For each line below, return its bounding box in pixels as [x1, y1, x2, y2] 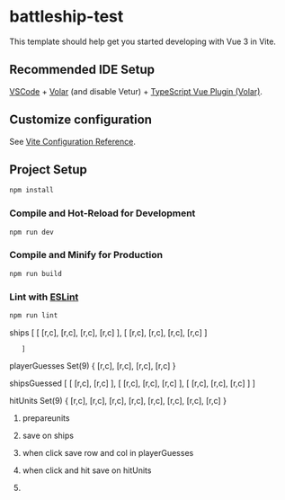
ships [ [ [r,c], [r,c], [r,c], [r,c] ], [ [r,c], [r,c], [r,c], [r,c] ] [9, 326, 208, 338]
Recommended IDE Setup [9, 62, 156, 77]
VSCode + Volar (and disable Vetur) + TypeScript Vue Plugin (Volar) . [9, 85, 263, 96]
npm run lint [9, 310, 58, 320]
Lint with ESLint [9, 290, 79, 303]
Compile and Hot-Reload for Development [9, 207, 196, 219]
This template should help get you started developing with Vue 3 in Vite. [9, 36, 277, 47]
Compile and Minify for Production [9, 249, 164, 262]
